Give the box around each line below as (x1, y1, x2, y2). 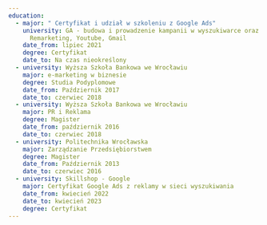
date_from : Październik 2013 (22, 160, 120, 168)
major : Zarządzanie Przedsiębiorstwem (22, 145, 152, 153)
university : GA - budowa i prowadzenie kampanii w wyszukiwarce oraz (22, 26, 260, 34)
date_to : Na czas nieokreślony (22, 57, 127, 65)
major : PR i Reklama (22, 109, 91, 116)
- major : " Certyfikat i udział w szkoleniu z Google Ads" (15, 19, 217, 27)
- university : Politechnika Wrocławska (15, 137, 149, 146)
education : (8, 11, 45, 20)
